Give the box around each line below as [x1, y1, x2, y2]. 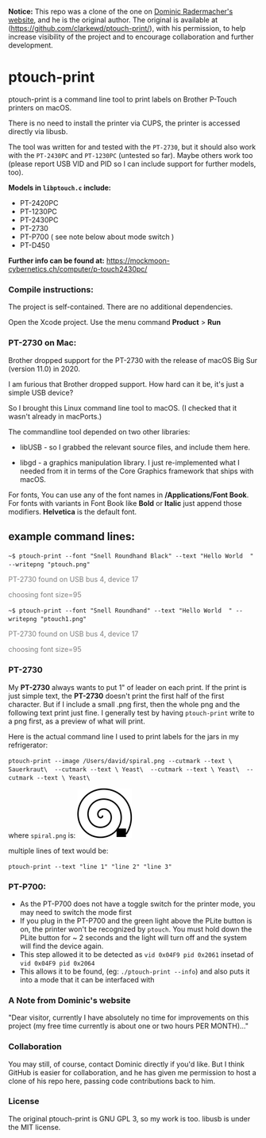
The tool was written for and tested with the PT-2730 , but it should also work [8, 142, 256, 152]
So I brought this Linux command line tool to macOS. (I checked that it [8, 403, 237, 412]
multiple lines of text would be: [8, 846, 109, 855]
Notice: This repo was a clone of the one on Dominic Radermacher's [8, 7, 233, 16]
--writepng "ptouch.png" [8, 561, 91, 569]
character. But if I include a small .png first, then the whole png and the [8, 699, 241, 709]
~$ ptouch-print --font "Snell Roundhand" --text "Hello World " [8, 607, 233, 615]
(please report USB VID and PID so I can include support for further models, [8, 159, 256, 168]
